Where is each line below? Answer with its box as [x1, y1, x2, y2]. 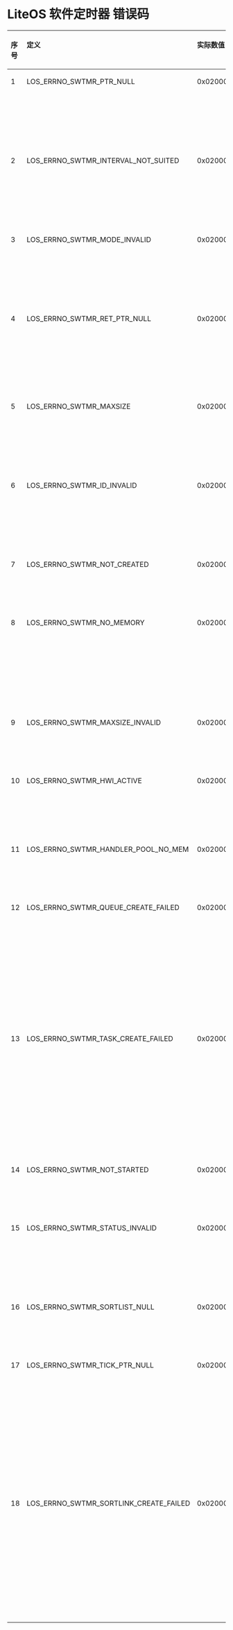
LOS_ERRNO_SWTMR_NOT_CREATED [26, 559, 149, 569]
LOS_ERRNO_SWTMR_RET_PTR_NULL [26, 313, 151, 323]
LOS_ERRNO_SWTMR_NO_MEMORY [26, 618, 145, 627]
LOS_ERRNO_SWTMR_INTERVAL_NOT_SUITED [26, 156, 180, 165]
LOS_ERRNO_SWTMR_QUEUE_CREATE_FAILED [26, 903, 180, 912]
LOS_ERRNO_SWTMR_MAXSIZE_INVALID [26, 717, 162, 727]
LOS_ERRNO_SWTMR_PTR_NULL [26, 76, 135, 86]
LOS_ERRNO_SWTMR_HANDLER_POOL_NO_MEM [26, 844, 189, 854]
